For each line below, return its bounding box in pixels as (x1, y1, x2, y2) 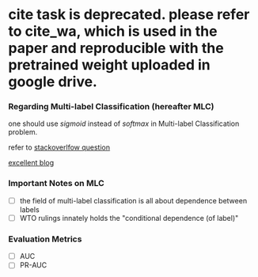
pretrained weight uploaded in (8, 56, 211, 74)
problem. (8, 127, 38, 137)
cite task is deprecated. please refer (8, 6, 250, 24)
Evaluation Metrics (8, 233, 82, 245)
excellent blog (8, 158, 55, 168)
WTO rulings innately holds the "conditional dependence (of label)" (19, 213, 239, 222)
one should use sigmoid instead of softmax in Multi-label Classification (8, 119, 240, 128)
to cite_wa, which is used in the (8, 22, 218, 40)
